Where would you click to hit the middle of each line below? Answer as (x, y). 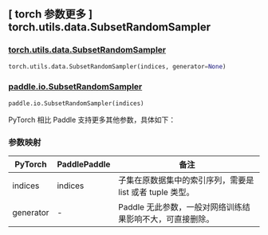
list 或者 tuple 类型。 (156, 192)
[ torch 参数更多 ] (51, 14)
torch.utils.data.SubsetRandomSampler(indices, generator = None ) (117, 66)
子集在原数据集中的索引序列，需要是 (186, 180)
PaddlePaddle (84, 164)
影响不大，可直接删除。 (170, 219)
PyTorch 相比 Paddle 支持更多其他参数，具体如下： (92, 119)
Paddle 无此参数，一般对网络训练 (180, 207)
